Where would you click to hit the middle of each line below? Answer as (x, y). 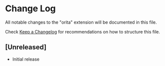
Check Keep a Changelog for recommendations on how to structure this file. (83, 32)
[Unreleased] (26, 47)
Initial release (26, 59)
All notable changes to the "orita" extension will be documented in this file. (81, 22)
